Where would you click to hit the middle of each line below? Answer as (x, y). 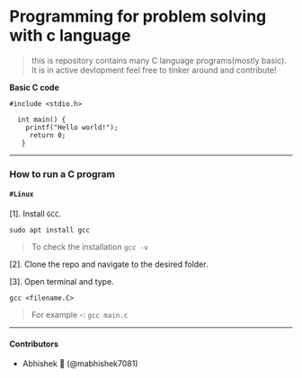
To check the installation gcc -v (89, 247)
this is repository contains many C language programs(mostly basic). (159, 60)
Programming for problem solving (138, 17)
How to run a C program (62, 174)
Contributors (34, 344)
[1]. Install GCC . (36, 214)
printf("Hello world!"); (72, 127)
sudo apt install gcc (50, 231)
